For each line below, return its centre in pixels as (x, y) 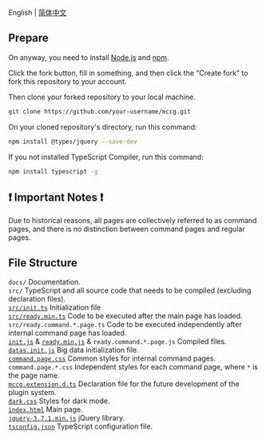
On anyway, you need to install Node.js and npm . (89, 57)
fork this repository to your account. (67, 81)
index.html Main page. (46, 409)
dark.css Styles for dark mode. (59, 401)
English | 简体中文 (38, 12)
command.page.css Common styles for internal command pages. (112, 358)
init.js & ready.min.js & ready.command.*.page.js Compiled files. (117, 341)
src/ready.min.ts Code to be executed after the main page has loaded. (125, 316)
